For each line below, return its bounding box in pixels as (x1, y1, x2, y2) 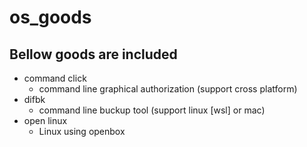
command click (23, 72, 87, 84)
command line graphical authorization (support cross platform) (38, 83, 298, 95)
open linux (23, 115, 68, 126)
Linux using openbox (38, 126, 126, 137)
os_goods (9, 6, 92, 29)
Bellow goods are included (9, 46, 178, 63)
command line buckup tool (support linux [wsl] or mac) (38, 104, 266, 116)
